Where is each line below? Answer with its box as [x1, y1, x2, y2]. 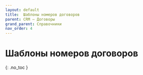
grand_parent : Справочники [5, 21, 62, 27]
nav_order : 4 [5, 26, 33, 31]
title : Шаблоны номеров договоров [5, 12, 80, 17]
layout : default [5, 7, 39, 13]
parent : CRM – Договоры [5, 17, 55, 22]
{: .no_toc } [5, 64, 28, 70]
